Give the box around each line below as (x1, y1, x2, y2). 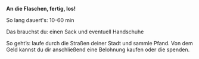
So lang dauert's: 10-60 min (6, 17, 74, 23)
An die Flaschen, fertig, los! (6, 5, 76, 12)
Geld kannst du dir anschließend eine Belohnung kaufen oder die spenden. (6, 46, 190, 53)
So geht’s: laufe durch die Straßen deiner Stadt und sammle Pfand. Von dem (6, 40, 194, 46)
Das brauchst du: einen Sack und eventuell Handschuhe (6, 28, 144, 35)
